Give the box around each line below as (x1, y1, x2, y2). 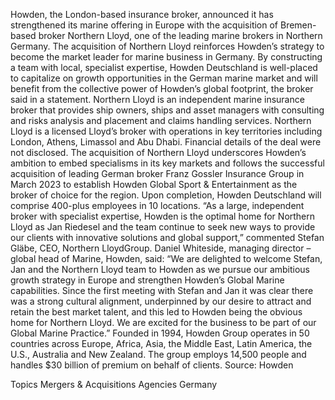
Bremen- (279, 19, 317, 31)
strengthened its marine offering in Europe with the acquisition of (10, 19, 279, 31)
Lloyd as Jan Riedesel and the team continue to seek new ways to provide (10, 221, 316, 233)
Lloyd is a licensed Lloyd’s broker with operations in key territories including (10, 125, 323, 137)
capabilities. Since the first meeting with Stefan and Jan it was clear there (10, 285, 314, 296)
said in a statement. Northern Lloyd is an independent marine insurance (10, 94, 305, 105)
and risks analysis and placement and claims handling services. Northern (10, 115, 312, 126)
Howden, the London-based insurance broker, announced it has (10, 9, 274, 20)
